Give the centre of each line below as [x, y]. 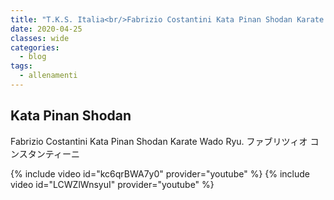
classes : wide [40, 38]
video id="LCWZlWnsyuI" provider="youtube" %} [112, 184]
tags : [21, 66]
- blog [33, 57]
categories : [35, 47]
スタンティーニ [49, 153]
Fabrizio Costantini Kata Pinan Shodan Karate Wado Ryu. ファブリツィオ [159, 141]
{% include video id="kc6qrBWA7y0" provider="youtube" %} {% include [160, 173]
